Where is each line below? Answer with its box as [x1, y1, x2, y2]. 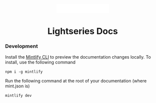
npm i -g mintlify [5, 69, 43, 74]
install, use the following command [5, 59, 76, 65]
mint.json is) [5, 83, 30, 89]
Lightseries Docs [47, 25, 118, 37]
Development [5, 43, 38, 50]
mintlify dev [5, 93, 32, 98]
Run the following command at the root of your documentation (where [5, 78, 147, 83]
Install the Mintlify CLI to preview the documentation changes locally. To [5, 54, 151, 60]
